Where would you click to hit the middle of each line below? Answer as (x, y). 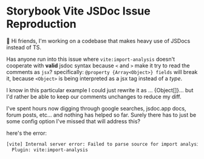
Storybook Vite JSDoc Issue (78, 11)
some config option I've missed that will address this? (73, 121)
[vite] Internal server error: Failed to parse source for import (92, 144)
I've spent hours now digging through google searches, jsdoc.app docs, (96, 108)
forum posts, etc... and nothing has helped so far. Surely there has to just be (101, 115)
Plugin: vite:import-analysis (50, 150)
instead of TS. (24, 47)
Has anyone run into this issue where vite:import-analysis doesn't (90, 59)
